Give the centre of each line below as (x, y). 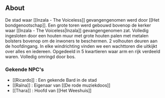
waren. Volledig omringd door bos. (40, 57)
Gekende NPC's (25, 69)
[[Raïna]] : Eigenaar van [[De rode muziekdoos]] (61, 85)
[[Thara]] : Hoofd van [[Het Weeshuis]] (52, 91)
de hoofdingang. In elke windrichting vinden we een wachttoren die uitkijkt (81, 46)
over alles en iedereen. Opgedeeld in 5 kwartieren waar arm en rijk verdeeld (82, 51)
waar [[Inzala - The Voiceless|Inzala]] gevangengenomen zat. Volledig (77, 30)
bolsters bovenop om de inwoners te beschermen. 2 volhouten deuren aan (81, 41)
